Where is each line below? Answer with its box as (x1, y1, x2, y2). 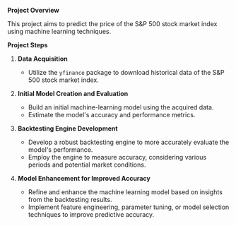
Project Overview (7, 6, 60, 14)
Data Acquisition (17, 54, 69, 63)
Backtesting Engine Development (17, 124, 118, 133)
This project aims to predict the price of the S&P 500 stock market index (7, 20, 218, 28)
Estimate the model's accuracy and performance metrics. (28, 111, 196, 119)
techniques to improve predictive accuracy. (28, 210, 155, 218)
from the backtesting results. (28, 196, 112, 203)
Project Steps (7, 41, 48, 49)
